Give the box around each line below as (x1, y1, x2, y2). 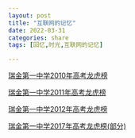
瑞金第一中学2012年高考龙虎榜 (8, 105, 108, 114)
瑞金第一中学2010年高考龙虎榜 (8, 71, 108, 80)
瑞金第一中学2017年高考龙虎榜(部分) (8, 121, 127, 131)
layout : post (8, 11, 52, 20)
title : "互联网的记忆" (8, 19, 76, 27)
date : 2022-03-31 (8, 26, 66, 34)
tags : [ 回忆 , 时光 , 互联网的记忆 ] (8, 41, 103, 49)
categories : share (8, 33, 69, 42)
